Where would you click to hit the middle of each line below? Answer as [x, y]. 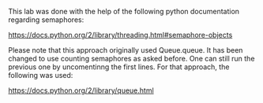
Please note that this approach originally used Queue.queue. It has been [126, 50]
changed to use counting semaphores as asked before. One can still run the [131, 59]
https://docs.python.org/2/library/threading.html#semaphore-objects [120, 35]
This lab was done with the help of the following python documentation [124, 11]
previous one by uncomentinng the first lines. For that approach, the [119, 67]
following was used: [41, 75]
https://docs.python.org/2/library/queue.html [81, 90]
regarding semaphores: [46, 20]
